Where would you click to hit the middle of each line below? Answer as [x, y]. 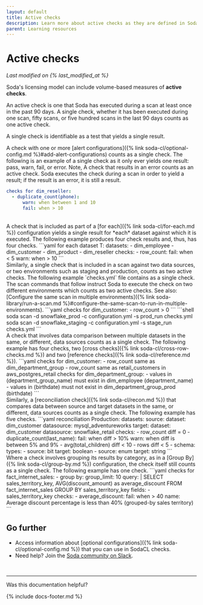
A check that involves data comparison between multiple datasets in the [96, 335]
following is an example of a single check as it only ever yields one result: [98, 161]
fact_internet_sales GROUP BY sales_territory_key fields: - [78, 489]
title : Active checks [34, 18]
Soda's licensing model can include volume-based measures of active [94, 87]
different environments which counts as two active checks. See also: [92, 290]
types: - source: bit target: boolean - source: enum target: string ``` [89, 451]
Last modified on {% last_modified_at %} [57, 76]
